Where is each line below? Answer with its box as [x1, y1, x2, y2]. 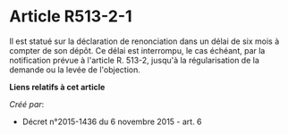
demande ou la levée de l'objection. [9, 64, 140, 75]
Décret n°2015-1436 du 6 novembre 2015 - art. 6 [21, 116, 203, 127]
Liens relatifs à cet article [9, 81, 106, 92]
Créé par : [9, 98, 45, 109]
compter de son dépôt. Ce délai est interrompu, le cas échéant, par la [9, 45, 266, 55]
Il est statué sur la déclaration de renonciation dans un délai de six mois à [9, 36, 280, 46]
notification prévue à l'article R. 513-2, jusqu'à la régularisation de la [9, 54, 259, 65]
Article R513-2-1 [9, 6, 132, 27]
